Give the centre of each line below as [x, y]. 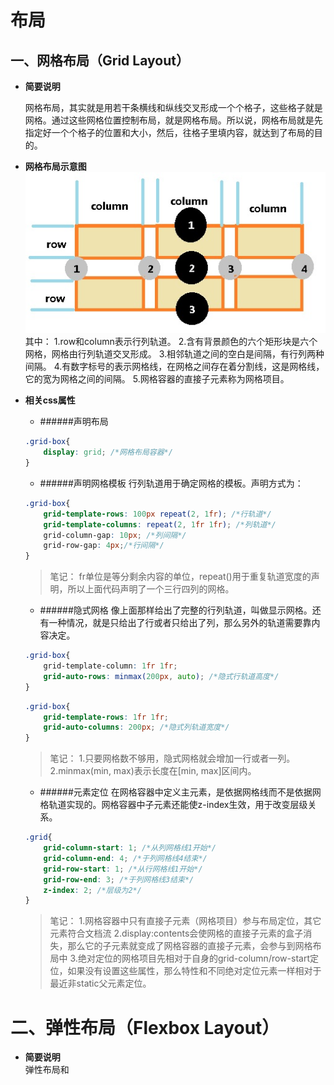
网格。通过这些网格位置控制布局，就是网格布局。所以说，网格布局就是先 [173, 120]
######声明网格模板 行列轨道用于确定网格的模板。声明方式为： [171, 483]
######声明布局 [74, 422]
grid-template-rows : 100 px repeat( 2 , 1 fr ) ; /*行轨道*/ [157, 514]
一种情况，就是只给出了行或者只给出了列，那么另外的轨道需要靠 [180, 623]
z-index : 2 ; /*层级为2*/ [92, 890]
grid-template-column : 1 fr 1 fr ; [110, 666]
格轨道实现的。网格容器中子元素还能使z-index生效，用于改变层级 [173, 805]
